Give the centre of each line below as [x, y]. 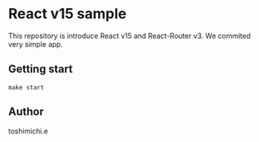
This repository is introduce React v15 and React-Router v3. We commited [129, 36]
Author [26, 112]
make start [26, 87]
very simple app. [36, 44]
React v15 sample [67, 14]
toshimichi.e [28, 131]
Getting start [41, 69]
